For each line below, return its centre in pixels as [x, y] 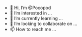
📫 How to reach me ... [33, 29]
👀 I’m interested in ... [31, 13]
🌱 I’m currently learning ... [36, 18]
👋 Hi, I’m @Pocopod [30, 8]
